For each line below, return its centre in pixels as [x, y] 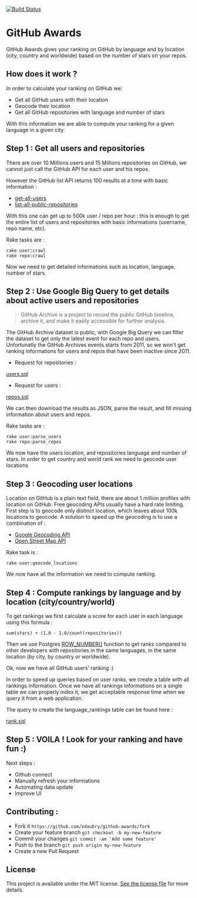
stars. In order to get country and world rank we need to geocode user [91, 459]
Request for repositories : [45, 363]
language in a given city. [36, 130]
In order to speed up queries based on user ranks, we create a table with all [98, 679]
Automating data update [44, 787]
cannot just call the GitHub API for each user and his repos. [78, 169]
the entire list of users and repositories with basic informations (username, [96, 222]
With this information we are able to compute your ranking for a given [90, 123]
